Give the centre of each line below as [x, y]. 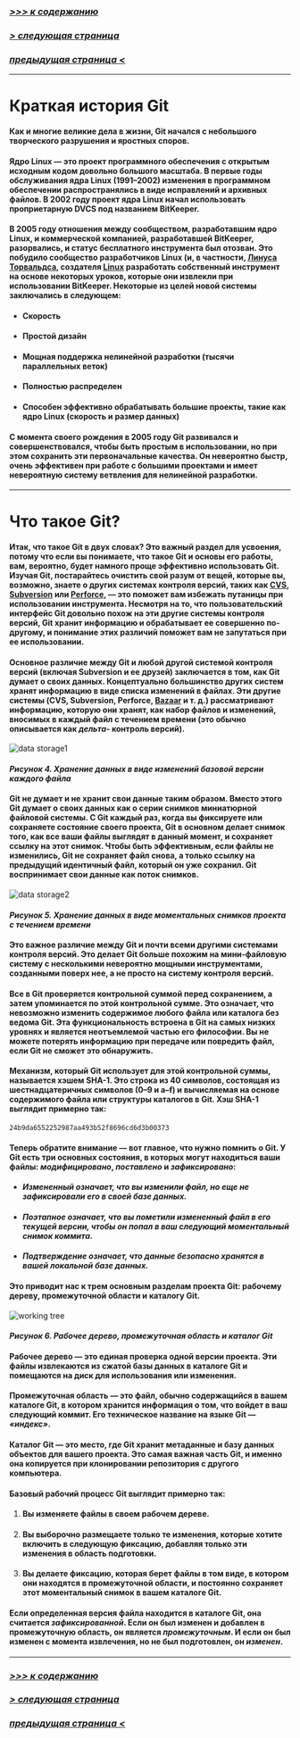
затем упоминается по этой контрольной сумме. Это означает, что [142, 1003]
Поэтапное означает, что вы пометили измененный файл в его [146, 1217]
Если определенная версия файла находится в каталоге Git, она [135, 1613]
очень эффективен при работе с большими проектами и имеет [133, 465]
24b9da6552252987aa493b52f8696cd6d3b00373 [89, 1128]
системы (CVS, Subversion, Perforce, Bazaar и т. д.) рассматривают [142, 700]
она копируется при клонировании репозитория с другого [124, 1464]
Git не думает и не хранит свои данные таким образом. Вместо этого [146, 799]
